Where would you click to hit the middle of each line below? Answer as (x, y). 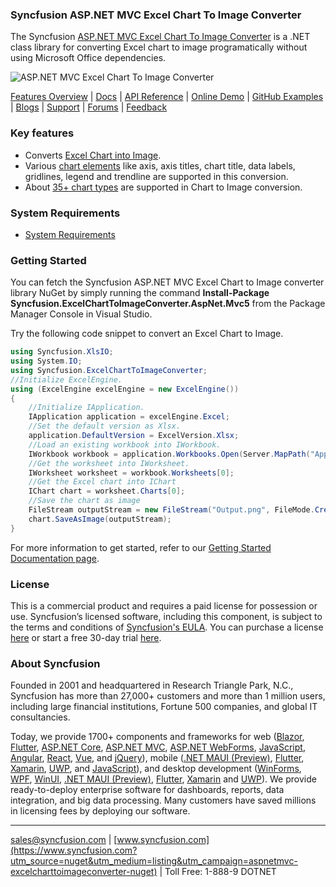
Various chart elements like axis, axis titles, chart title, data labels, (160, 165)
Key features (42, 133)
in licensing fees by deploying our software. (100, 811)
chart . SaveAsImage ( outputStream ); (100, 519)
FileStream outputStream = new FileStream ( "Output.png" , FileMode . (171, 510)
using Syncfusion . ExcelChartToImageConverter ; (109, 370)
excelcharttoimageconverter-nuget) (84, 872)
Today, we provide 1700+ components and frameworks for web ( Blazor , (157, 737)
